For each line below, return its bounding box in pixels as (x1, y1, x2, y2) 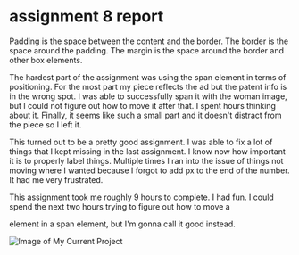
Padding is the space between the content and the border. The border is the (9, 36, 288, 46)
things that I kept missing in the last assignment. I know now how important (9, 145, 286, 157)
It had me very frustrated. (9, 174, 104, 185)
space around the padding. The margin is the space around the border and (9, 45, 284, 55)
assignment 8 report (9, 6, 164, 27)
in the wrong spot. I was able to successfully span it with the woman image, (9, 91, 287, 102)
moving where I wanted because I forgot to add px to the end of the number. (9, 165, 290, 176)
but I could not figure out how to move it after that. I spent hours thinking (9, 100, 277, 111)
